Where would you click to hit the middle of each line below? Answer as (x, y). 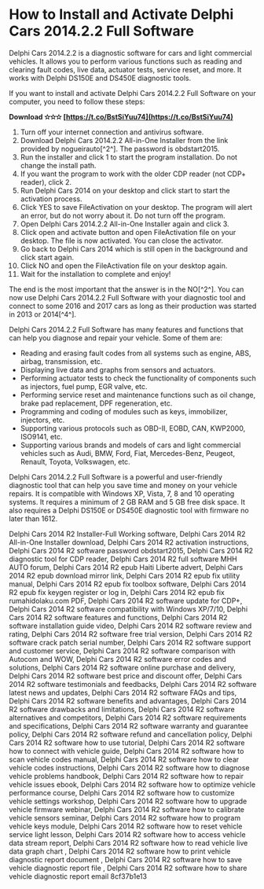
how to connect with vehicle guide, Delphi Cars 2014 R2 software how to (126, 751)
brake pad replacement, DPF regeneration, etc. (96, 403)
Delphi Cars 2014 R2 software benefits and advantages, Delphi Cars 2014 (128, 700)
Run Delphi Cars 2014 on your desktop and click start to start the (125, 190)
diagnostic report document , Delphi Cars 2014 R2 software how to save (126, 859)
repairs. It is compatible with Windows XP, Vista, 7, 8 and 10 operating (122, 494)
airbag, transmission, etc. (61, 361)
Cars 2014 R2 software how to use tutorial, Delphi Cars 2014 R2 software (127, 742)
